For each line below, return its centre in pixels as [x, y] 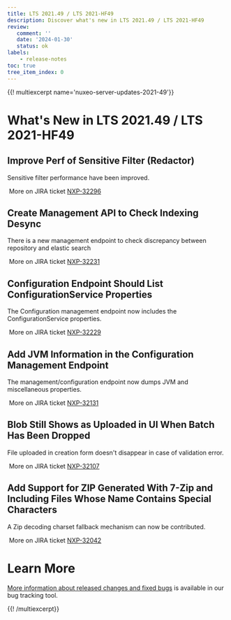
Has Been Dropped [49, 436]
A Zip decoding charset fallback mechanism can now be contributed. [106, 526]
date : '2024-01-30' [45, 40]
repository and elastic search [49, 248]
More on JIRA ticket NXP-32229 [55, 332]
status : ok [32, 46]
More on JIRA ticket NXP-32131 [54, 403]
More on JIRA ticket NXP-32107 [54, 466]
